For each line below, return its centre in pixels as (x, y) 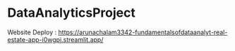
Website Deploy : (32, 32)
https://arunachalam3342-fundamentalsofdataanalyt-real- (143, 32)
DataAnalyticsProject (71, 13)
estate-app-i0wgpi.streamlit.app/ (55, 39)
